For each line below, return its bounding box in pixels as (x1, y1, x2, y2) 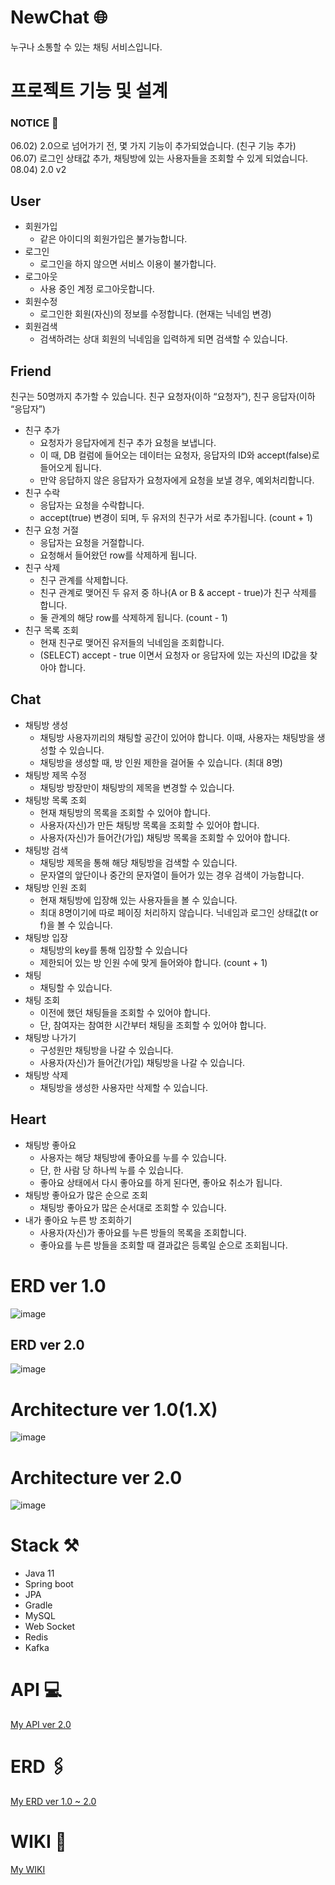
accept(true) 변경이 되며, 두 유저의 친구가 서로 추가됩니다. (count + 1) (39, 512, 313, 524)
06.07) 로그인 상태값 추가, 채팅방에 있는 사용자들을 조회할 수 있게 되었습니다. (10, 152, 309, 165)
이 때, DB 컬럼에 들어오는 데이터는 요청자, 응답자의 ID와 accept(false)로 (39, 449, 320, 461)
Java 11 (24, 1567, 55, 1580)
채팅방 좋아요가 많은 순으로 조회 (24, 1189, 148, 1201)
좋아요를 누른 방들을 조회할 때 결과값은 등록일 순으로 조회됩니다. (39, 1239, 288, 1251)
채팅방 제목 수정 (24, 769, 87, 781)
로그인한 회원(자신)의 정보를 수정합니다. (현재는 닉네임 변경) (39, 308, 272, 320)
